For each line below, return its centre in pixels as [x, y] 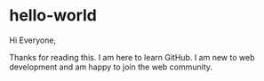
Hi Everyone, [32, 40]
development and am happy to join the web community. [111, 67]
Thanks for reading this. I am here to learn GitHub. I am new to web [132, 57]
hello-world [53, 16]
